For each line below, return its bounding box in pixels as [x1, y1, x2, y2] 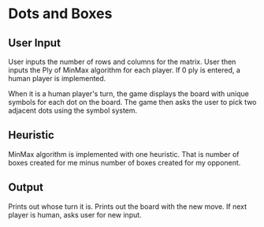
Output [8, 180, 43, 194]
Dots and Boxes [8, 5, 113, 23]
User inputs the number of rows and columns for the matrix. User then [8, 57, 236, 66]
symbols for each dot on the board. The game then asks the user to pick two [8, 98, 257, 106]
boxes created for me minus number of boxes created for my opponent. [8, 158, 241, 167]
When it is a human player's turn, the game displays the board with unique [8, 89, 250, 99]
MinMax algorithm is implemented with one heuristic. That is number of [8, 149, 240, 158]
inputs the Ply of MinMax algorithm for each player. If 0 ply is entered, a [8, 65, 240, 75]
